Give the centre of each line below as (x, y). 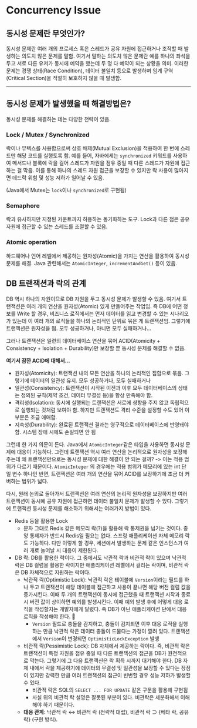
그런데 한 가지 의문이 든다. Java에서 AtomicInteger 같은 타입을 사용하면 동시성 (95, 444)
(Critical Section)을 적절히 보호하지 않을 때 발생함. (64, 78)
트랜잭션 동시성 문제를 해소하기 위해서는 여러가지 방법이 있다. (82, 508)
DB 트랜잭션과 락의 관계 (46, 284)
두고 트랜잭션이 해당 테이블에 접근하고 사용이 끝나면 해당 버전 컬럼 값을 (110, 587)
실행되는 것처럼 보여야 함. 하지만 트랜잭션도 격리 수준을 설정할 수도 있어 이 (105, 410)
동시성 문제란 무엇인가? (45, 33)
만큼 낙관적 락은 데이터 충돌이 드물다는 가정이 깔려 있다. (106, 631)
